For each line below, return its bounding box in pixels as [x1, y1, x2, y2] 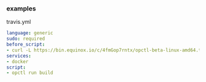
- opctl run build [6, 70, 53, 76]
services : [6, 53, 32, 59]
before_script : [6, 42, 45, 48]
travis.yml [6, 18, 31, 26]
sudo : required [6, 35, 45, 42]
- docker [6, 58, 29, 65]
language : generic [6, 30, 53, 36]
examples [6, 4, 36, 13]
